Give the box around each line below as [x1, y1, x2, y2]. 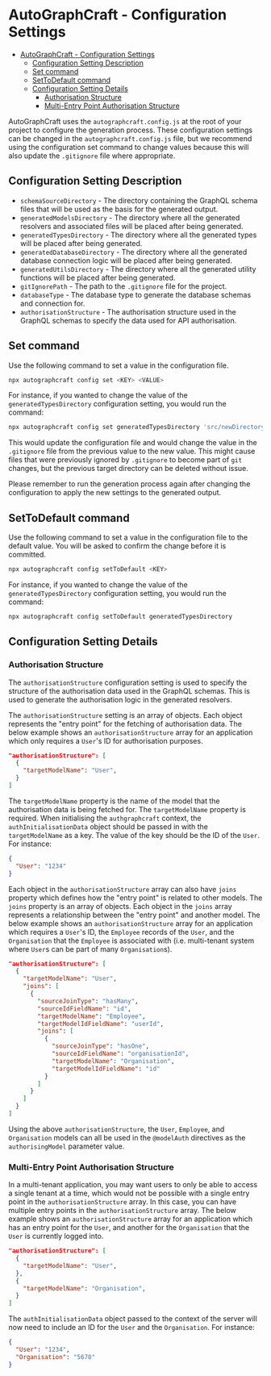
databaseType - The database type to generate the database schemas [19, 290, 252, 299]
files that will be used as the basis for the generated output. [19, 204, 219, 214]
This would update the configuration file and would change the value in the [8, 438, 257, 448]
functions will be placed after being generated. [19, 273, 176, 282]
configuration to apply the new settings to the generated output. [8, 488, 222, 498]
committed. [8, 550, 47, 560]
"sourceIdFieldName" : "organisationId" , [51, 1050, 190, 1058]
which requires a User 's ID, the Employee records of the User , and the [8, 927, 235, 936]
